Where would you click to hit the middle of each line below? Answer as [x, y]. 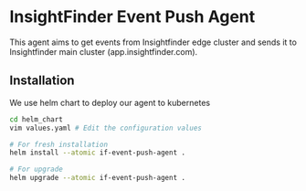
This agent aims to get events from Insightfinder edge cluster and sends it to [153, 42]
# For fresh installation [58, 144]
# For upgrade [37, 170]
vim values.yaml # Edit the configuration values [106, 128]
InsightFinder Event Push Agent [132, 17]
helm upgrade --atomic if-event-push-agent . [97, 178]
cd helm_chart [37, 119]
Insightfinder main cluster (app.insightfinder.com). [104, 51]
